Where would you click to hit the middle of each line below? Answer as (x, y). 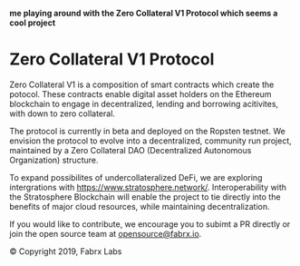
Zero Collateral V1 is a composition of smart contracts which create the (142, 84)
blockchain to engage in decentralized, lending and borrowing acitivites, (144, 103)
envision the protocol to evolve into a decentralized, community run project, (150, 141)
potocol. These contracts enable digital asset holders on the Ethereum (140, 94)
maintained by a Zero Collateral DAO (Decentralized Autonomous (131, 150)
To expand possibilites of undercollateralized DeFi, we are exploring (136, 177)
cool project (33, 23)
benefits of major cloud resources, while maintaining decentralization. (140, 206)
